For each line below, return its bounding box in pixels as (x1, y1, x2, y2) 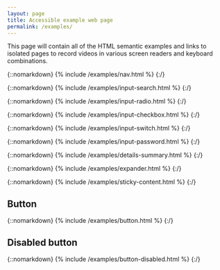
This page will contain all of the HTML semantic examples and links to (7, 42, 207, 51)
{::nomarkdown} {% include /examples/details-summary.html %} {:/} (7, 151, 203, 160)
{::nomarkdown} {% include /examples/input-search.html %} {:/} (7, 84, 192, 92)
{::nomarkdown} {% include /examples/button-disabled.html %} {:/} (7, 255, 201, 263)
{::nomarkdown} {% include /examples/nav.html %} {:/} (7, 70, 165, 78)
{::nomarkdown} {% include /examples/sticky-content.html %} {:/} (7, 178, 196, 186)
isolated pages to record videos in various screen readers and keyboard (7, 49, 213, 58)
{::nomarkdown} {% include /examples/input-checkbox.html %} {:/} (7, 110, 200, 119)
